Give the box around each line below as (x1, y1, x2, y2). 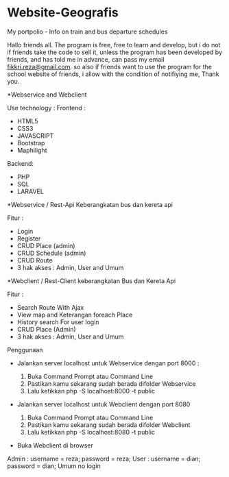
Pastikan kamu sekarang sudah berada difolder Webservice (27, 379, 196, 388)
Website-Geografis (7, 5, 119, 21)
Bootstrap (16, 138, 45, 147)
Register (16, 234, 41, 243)
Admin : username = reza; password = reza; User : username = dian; (7, 454, 201, 463)
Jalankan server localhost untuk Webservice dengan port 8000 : (16, 358, 200, 367)
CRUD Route (16, 256, 53, 265)
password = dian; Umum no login (7, 461, 101, 470)
